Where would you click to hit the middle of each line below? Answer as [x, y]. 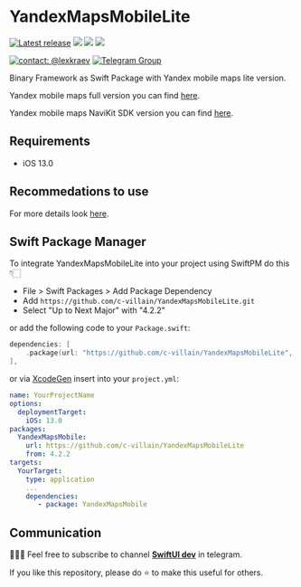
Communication [56, 532]
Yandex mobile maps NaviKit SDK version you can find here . [122, 113]
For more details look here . [59, 213]
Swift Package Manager [78, 241]
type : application [60, 479]
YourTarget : [40, 471]
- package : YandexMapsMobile [92, 505]
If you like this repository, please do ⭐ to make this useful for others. [136, 573]
